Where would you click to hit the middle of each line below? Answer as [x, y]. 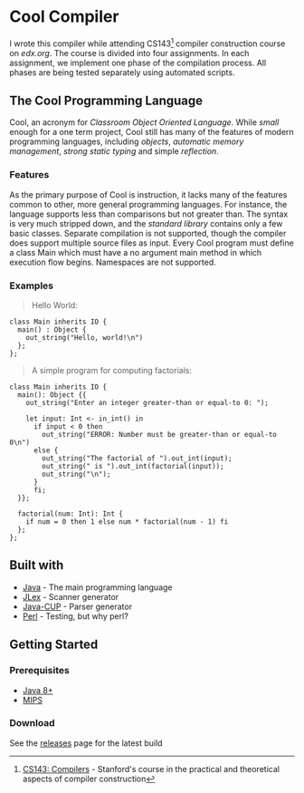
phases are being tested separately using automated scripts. [122, 72]
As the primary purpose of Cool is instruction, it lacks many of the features [148, 194]
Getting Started [54, 645]
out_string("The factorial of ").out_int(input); [137, 459]
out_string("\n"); [76, 474]
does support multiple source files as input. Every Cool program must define [152, 243]
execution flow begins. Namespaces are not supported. [113, 262]
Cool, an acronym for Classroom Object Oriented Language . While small [144, 122]
